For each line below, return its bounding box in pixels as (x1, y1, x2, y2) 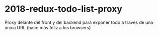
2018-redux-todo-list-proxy (4, 3, 122, 15)
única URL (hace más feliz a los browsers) (4, 24, 91, 30)
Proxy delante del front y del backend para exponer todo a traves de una (4, 19, 154, 25)
